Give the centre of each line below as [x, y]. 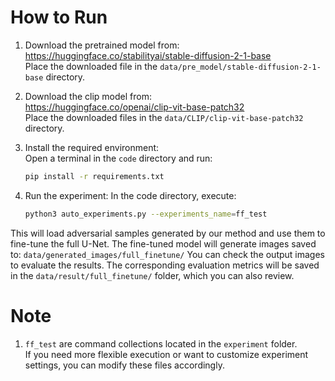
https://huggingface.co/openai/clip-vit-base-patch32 [134, 107]
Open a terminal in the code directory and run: [118, 158]
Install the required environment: [92, 147]
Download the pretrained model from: [102, 45]
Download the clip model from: [88, 96]
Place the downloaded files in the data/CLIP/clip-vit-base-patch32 [164, 117]
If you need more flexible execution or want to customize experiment [166, 354]
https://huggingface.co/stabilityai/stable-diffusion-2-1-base [148, 55]
